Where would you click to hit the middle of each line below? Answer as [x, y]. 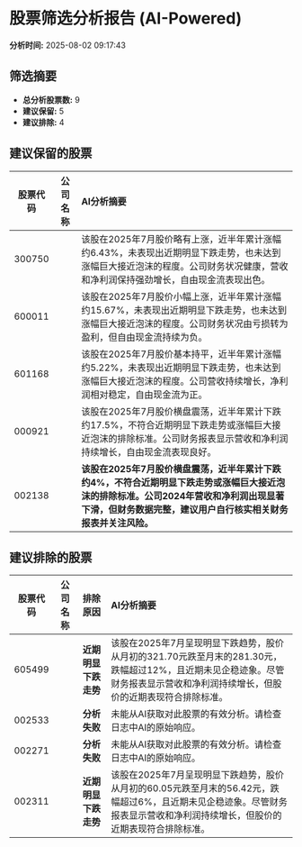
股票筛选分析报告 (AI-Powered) [126, 18]
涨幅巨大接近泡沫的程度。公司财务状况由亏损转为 [184, 323]
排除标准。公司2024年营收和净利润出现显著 [191, 496]
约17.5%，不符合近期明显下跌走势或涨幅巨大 [176, 424]
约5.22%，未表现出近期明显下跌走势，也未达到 [181, 368]
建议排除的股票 [51, 557]
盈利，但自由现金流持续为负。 [144, 337]
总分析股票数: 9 [51, 99]
